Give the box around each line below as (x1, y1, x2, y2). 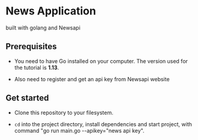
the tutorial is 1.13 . (14, 64, 59, 71)
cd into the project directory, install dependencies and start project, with (14, 120, 193, 127)
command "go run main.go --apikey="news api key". (14, 127, 145, 134)
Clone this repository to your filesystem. (14, 109, 113, 116)
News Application (5, 4, 97, 18)
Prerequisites (5, 41, 57, 52)
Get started (5, 93, 49, 103)
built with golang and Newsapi (5, 24, 80, 31)
